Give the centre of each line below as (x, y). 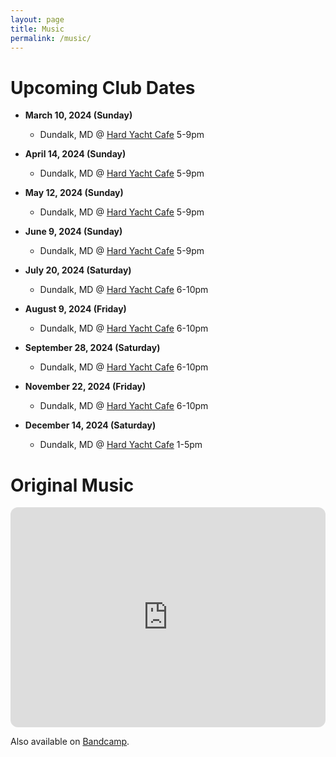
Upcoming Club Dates (103, 87)
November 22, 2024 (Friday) (85, 387)
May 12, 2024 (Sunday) (74, 193)
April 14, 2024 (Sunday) (75, 154)
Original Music (72, 485)
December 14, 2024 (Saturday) (90, 425)
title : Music (37, 29)
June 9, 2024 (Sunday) (73, 232)
